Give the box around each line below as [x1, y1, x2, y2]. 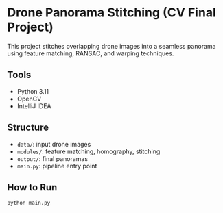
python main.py [7, 200, 51, 207]
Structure [7, 122, 49, 134]
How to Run [7, 181, 58, 193]
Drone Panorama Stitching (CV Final [7, 5, 216, 21]
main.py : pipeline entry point [16, 162, 97, 170]
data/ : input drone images [16, 140, 91, 148]
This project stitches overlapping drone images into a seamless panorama [7, 42, 216, 50]
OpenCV [16, 95, 42, 103]
